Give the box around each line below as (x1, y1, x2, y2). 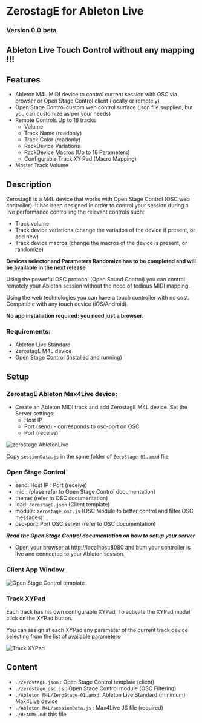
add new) (15, 233, 39, 240)
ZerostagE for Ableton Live (6, 4, 144, 18)
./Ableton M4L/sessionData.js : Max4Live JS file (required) (15, 704, 163, 711)
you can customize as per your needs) (15, 110, 111, 118)
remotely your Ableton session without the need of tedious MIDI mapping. (6, 282, 191, 289)
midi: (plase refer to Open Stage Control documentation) (15, 488, 156, 496)
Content (6, 662, 38, 673)
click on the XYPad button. (6, 614, 73, 622)
